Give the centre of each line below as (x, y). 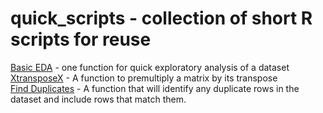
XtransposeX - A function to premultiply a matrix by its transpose (144, 78)
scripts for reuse (81, 39)
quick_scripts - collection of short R (161, 18)
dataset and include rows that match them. (98, 99)
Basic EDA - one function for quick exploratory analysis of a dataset (150, 67)
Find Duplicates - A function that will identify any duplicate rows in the (155, 88)
